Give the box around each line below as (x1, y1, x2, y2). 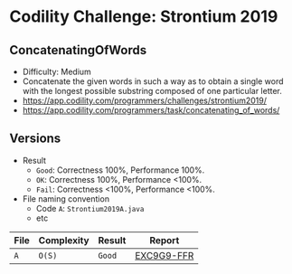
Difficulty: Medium (22, 66, 92, 77)
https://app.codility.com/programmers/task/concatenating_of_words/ (22, 105, 280, 115)
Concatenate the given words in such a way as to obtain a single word (22, 76, 284, 87)
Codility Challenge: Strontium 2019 (9, 6, 278, 27)
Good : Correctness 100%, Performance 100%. (35, 165, 205, 175)
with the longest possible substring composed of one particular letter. (22, 86, 283, 96)
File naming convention (22, 193, 110, 204)
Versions (9, 131, 61, 146)
